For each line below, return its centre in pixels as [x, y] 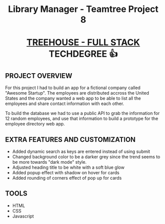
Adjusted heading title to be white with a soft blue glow [68, 167]
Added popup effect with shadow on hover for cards [66, 172]
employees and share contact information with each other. [65, 104]
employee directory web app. [35, 124]
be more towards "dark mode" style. [49, 162]
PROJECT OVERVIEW [39, 76]
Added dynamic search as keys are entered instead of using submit [81, 151]
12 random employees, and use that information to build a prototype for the [82, 118]
